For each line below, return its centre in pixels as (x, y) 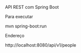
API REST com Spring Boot (32, 7)
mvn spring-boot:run (26, 26)
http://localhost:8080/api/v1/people (41, 45)
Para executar (19, 16)
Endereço (15, 36)
